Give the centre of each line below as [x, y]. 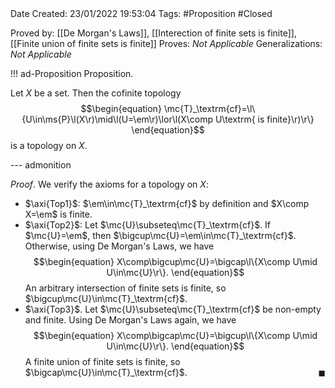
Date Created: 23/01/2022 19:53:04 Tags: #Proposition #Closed [141, 13]
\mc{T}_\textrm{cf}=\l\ [209, 108]
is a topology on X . [49, 145]
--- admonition [41, 165]
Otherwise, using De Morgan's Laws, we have [119, 246]
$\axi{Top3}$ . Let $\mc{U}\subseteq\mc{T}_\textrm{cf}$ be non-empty [173, 309]
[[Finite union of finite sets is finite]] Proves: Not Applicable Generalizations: [166, 43]
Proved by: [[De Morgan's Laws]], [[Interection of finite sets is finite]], [153, 33]
